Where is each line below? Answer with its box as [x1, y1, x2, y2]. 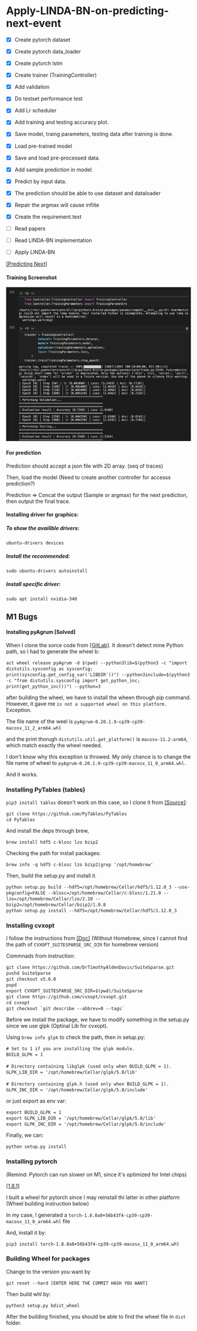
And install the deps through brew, [6, 827, 89, 834]
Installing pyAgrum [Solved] [6, 628, 76, 635]
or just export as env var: [6, 1097, 66, 1105]
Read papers [14, 225, 46, 232]
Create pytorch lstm [14, 60, 63, 67]
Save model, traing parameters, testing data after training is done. [14, 131, 174, 138]
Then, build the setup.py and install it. [6, 872, 97, 879]
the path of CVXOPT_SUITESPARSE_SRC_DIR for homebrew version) [6, 941, 159, 948]
